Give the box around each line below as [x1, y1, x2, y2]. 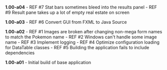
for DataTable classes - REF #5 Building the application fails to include [5, 45, 149, 50]
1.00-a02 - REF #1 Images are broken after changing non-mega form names [5, 29, 162, 34]
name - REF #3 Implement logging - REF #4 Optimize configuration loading [5, 39, 160, 45]
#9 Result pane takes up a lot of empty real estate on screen [5, 9, 130, 15]
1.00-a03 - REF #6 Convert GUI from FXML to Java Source [5, 19, 127, 25]
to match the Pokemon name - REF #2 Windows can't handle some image [5, 34, 157, 40]
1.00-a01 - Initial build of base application [5, 60, 91, 65]
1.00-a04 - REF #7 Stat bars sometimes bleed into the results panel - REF [5, 4, 157, 10]
